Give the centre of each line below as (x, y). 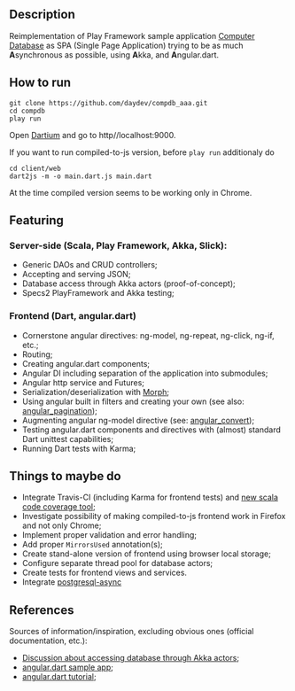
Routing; (37, 354)
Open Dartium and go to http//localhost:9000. (93, 135)
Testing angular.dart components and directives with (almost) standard (151, 430)
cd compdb (27, 111)
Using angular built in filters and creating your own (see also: (133, 401)
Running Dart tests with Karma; (79, 448)
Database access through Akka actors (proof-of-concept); (129, 283)
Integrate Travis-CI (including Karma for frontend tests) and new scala (150, 497)
